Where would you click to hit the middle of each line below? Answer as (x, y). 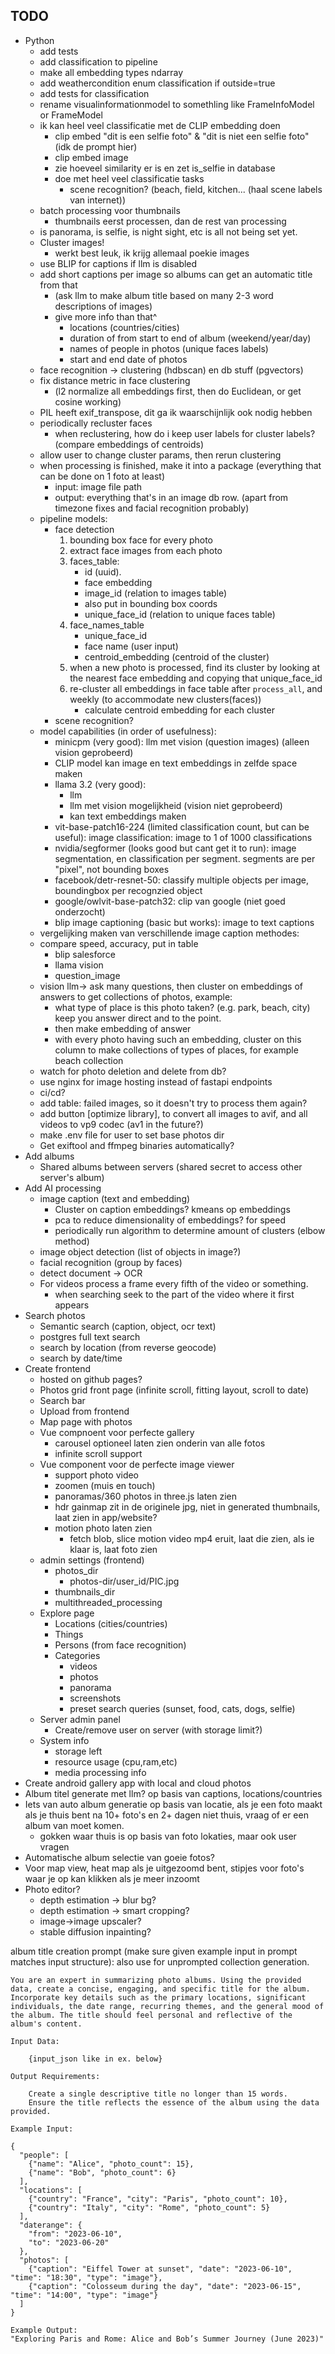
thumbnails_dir (85, 1591)
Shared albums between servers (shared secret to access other (171, 1166)
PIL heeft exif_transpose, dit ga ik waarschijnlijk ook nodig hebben (176, 412)
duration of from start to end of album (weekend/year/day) (190, 338)
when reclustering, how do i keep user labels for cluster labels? (185, 433)
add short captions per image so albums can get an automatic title (176, 274)
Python (39, 40)
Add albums (49, 1156)
